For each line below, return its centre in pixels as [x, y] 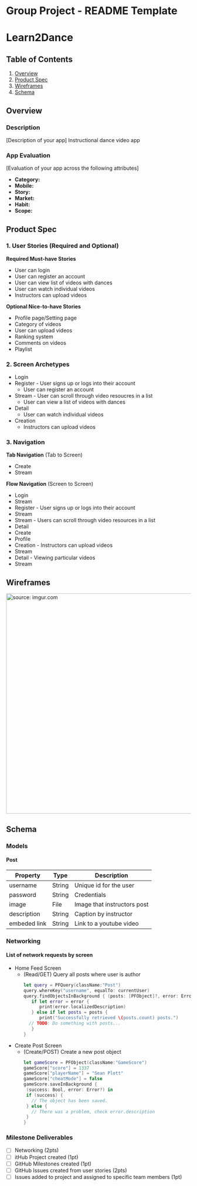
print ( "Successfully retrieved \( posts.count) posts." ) [109, 1018]
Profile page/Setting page [46, 318]
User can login [32, 270]
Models [17, 846]
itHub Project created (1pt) [46, 1157]
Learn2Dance [40, 38]
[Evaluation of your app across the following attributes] [72, 168]
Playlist [23, 349]
